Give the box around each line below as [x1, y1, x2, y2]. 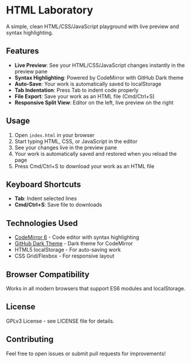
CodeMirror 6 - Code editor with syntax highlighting [14, 234, 140, 241]
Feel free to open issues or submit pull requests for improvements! [6, 350, 166, 357]
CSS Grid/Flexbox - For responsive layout [14, 252, 115, 259]
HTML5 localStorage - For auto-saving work [14, 246, 121, 254]
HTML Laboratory [6, 4, 93, 17]
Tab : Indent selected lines [14, 195, 77, 202]
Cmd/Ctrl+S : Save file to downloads [14, 201, 102, 208]
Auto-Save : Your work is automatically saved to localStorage [14, 80, 162, 87]
